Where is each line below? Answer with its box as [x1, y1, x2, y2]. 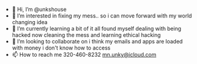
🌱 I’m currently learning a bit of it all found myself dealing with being [11, 25, 182, 32]
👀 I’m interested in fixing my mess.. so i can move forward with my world [11, 12, 192, 19]
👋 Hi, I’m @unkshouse [11, 6, 67, 13]
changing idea [11, 19, 48, 25]
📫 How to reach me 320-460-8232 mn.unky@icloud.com [11, 51, 157, 58]
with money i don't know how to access [11, 44, 111, 51]
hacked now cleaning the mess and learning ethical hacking [11, 31, 161, 39]
